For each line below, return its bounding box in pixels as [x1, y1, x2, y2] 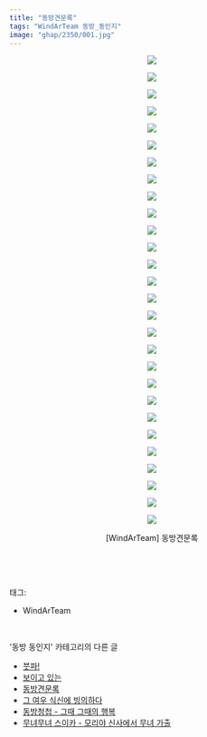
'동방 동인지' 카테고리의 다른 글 [9, 642, 118, 653]
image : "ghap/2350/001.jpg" [9, 30, 116, 39]
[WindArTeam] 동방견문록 [105, 533, 199, 544]
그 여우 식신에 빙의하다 [22, 695, 103, 706]
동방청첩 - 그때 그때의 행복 [22, 706, 116, 717]
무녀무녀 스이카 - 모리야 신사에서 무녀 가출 [22, 718, 172, 729]
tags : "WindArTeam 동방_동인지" [9, 22, 122, 31]
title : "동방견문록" [9, 13, 78, 23]
